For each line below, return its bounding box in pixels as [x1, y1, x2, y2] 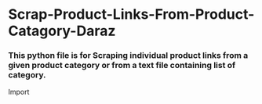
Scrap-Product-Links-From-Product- [8, 5, 255, 23]
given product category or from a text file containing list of [8, 60, 236, 71]
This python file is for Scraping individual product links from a [8, 50, 249, 61]
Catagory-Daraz [8, 22, 116, 40]
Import [8, 88, 30, 97]
